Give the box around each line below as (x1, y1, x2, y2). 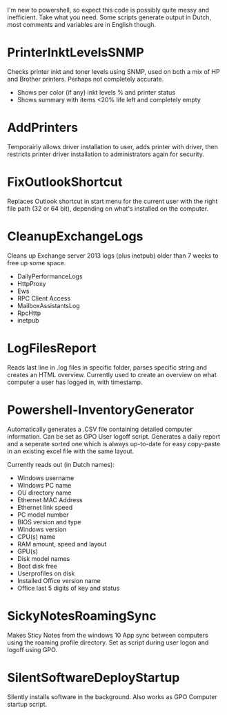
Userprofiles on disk (17, 569, 75, 578)
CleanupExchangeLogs (7, 229, 144, 244)
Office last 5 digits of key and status (17, 584, 120, 592)
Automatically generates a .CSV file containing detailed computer (7, 425, 193, 433)
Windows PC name (17, 481, 72, 489)
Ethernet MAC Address (17, 495, 83, 504)
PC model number (17, 511, 69, 519)
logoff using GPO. (7, 645, 57, 654)
